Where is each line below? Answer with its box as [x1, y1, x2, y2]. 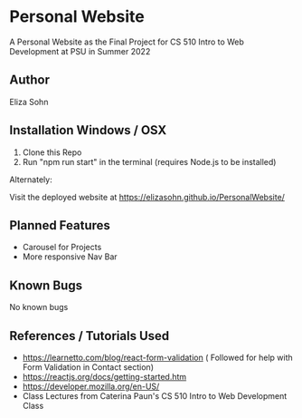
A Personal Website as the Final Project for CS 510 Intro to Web [9, 36, 244, 47]
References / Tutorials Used [9, 328, 170, 344]
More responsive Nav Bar [22, 251, 118, 262]
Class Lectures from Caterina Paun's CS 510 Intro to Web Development [22, 391, 288, 401]
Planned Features [9, 218, 111, 233]
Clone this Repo [22, 147, 82, 158]
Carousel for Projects [22, 242, 102, 253]
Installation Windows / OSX [9, 122, 167, 138]
